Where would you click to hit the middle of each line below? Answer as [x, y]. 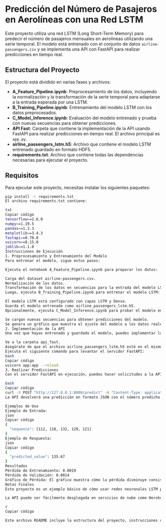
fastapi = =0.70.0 [22, 238]
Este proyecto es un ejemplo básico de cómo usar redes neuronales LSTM [82, 489]
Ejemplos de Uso [22, 406]
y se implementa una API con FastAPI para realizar [89, 49]
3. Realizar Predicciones [32, 370]
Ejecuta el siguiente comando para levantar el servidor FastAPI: [75, 352]
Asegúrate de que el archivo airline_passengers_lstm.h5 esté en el [77, 347]
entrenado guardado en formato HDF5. [52, 149]
